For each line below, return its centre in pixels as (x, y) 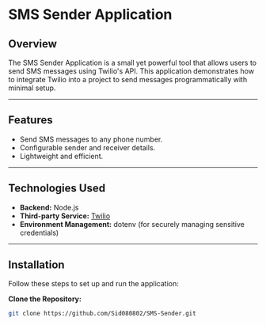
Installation (36, 265)
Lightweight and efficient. (61, 156)
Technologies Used (57, 189)
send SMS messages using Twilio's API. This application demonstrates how (131, 71)
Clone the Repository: (45, 299)
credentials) (39, 232)
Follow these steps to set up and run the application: (94, 284)
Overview (33, 44)
